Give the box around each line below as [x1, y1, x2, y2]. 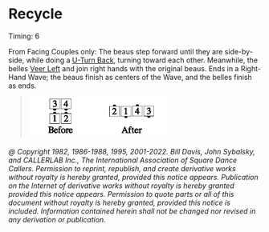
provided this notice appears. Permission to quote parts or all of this [8, 189, 234, 198]
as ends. [8, 81, 37, 90]
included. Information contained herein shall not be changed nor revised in [8, 206, 256, 216]
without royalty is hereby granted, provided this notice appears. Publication [8, 172, 259, 182]
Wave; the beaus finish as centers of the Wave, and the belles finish [27, 72, 253, 82]
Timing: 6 [8, 31, 40, 41]
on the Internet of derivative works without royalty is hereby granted [8, 181, 234, 190]
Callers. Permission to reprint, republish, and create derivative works [8, 163, 237, 173]
